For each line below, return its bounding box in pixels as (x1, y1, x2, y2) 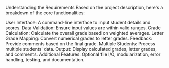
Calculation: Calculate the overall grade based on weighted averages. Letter (5, 30, 164, 36)
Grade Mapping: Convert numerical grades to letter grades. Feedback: (5, 35, 152, 41)
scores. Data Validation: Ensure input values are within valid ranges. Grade (5, 25, 161, 31)
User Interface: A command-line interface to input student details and (5, 20, 151, 25)
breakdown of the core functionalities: (5, 10, 85, 16)
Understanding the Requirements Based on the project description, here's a (5, 5, 163, 10)
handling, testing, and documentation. (5, 57, 85, 62)
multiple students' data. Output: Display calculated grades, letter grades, (5, 46, 157, 52)
